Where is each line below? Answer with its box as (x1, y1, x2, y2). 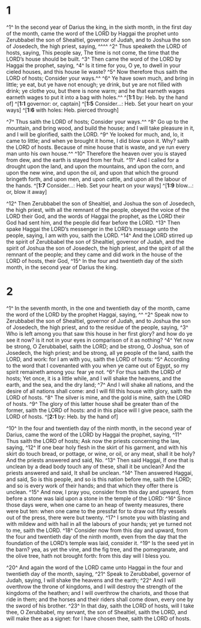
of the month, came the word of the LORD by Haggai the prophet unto (6, 29, 179, 37)
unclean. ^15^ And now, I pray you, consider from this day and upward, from (6, 488, 194, 495)
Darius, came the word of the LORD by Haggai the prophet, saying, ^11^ (6, 430, 182, 438)
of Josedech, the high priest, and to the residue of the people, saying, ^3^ (6, 324, 189, 331)
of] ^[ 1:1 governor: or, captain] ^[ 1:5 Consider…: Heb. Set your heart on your (6, 100, 194, 107)
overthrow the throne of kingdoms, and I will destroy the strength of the (6, 583, 183, 590)
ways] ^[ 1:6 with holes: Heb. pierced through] (6, 106, 119, 113)
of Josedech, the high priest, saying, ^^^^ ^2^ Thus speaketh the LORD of (6, 43, 187, 50)
